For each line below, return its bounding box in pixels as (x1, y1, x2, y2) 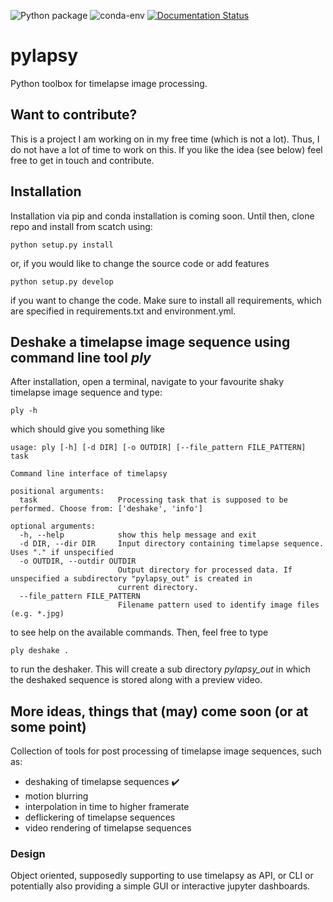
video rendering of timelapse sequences (24, 822, 192, 834)
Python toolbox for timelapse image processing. (10, 77, 208, 89)
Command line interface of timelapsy (10, 469, 168, 479)
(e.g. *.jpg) (10, 609, 65, 619)
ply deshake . (10, 646, 70, 656)
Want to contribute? (10, 106, 138, 124)
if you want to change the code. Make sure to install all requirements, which (10, 294, 322, 306)
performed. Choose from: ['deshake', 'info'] (10, 504, 203, 514)
